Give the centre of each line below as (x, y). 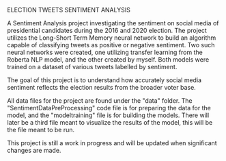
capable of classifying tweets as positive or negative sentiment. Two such (111, 45)
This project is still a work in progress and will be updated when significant (112, 143)
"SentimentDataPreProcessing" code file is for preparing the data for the (109, 108)
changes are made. (34, 150)
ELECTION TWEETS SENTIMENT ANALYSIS (69, 10)
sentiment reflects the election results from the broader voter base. (101, 87)
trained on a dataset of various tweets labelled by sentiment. (92, 67)
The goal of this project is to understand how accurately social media (104, 80)
